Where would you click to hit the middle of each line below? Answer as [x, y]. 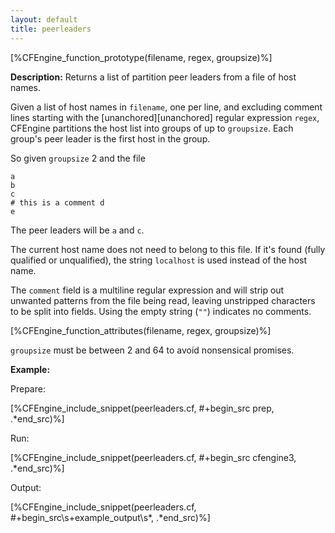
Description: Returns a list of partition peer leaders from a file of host [153, 77]
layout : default [44, 19]
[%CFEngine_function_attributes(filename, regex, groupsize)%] [141, 330]
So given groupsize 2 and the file [78, 158]
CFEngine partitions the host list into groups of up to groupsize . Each [152, 128]
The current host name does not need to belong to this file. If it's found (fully [168, 249]
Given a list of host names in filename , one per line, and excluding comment [166, 107]
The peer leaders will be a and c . [77, 230]
